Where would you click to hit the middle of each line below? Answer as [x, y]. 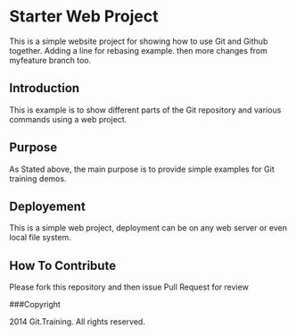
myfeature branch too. [50, 60]
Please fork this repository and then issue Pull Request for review [129, 287]
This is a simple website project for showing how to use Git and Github [139, 41]
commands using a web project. [68, 119]
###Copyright [35, 305]
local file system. [40, 238]
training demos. [38, 178]
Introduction [45, 88]
